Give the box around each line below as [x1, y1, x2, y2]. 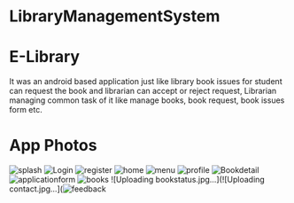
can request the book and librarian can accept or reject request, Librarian [9, 86, 277, 97]
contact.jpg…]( [9, 183, 64, 194]
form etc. [9, 105, 43, 115]
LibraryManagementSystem [9, 6, 220, 27]
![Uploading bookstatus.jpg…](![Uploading [110, 175, 266, 185]
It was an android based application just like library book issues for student [9, 76, 282, 87]
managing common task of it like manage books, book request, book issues [9, 95, 285, 105]
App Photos [9, 136, 97, 156]
